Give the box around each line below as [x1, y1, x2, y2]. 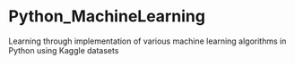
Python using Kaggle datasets [8, 45, 119, 55]
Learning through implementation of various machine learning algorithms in [8, 36, 287, 46]
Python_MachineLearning [8, 6, 205, 27]
